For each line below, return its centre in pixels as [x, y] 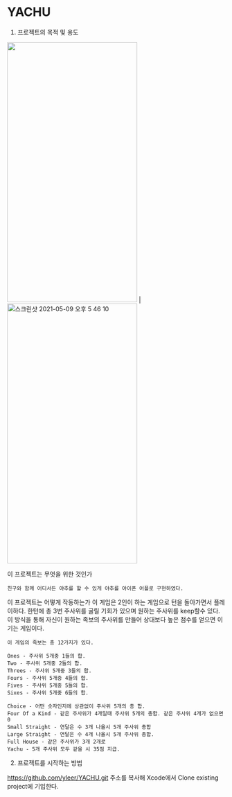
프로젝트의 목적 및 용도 [48, 32]
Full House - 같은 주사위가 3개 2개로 [56, 742]
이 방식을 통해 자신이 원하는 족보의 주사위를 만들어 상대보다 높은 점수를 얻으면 [111, 619]
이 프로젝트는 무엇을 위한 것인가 [50, 574]
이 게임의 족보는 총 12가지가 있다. [51, 642]
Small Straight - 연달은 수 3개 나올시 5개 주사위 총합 [79, 727]
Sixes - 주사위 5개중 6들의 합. [48, 693]
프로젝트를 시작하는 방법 [50, 762]
